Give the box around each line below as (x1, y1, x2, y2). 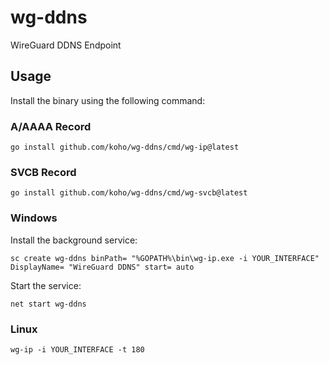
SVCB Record (10, 165, 77, 179)
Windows (10, 211, 58, 225)
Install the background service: (10, 234, 138, 246)
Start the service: (10, 279, 82, 291)
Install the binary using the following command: (10, 94, 206, 106)
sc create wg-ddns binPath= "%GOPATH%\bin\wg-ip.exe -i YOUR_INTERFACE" (10, 253, 320, 263)
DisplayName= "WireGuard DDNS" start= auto (10, 262, 195, 272)
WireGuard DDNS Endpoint (10, 39, 122, 51)
